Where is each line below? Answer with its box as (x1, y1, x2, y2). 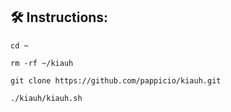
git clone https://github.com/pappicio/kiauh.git (10, 75, 222, 86)
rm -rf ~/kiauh (10, 58, 74, 68)
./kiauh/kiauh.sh (10, 93, 83, 103)
